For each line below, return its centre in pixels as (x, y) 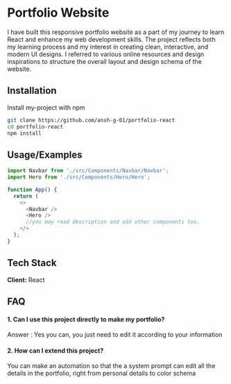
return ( (26, 196)
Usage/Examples (45, 155)
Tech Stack (32, 263)
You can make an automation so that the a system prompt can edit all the (111, 366)
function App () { (32, 190)
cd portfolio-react (35, 126)
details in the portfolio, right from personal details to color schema (102, 374)
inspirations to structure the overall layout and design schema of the (105, 61)
